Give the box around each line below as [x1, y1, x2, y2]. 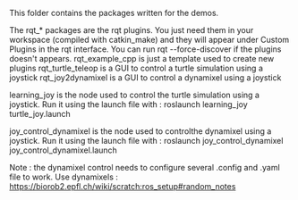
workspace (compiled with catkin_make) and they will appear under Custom [9, 35, 290, 45]
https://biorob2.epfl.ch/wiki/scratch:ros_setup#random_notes [9, 181, 236, 191]
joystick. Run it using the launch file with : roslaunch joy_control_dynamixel [9, 136, 284, 146]
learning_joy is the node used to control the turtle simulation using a [9, 89, 260, 100]
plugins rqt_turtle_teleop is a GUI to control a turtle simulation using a [9, 62, 264, 73]
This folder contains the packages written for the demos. [9, 8, 219, 18]
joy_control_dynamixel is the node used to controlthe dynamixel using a [9, 126, 272, 137]
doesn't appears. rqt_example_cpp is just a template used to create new [9, 54, 275, 63]
